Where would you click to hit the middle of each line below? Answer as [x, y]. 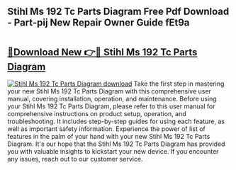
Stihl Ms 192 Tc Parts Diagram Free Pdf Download [118, 12]
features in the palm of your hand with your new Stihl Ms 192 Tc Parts [109, 136]
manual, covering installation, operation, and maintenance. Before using [112, 99]
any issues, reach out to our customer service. [75, 159]
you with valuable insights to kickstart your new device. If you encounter [113, 151]
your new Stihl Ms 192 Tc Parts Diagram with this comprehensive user [109, 91]
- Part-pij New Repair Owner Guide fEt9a [99, 23]
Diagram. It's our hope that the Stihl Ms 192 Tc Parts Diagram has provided [116, 144]
